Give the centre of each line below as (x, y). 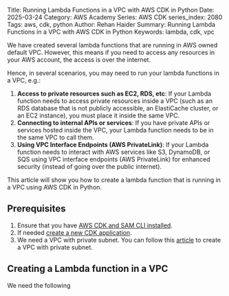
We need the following (39, 285)
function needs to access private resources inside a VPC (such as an (115, 101)
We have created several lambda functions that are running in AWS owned (112, 45)
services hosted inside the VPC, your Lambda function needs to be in (115, 130)
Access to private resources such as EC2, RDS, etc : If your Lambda (114, 93)
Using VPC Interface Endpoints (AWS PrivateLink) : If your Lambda (113, 145)
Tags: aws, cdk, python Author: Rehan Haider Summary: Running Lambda (111, 24)
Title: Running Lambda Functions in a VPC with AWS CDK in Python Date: (111, 10)
